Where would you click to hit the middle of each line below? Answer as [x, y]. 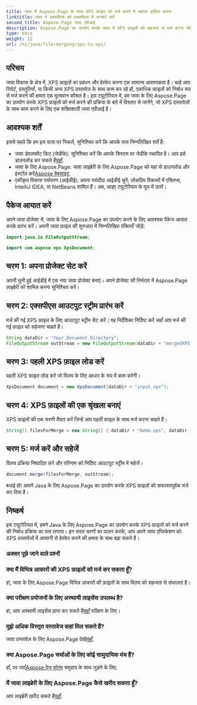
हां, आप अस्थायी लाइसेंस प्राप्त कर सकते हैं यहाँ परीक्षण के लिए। [63, 611]
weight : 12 [19, 39]
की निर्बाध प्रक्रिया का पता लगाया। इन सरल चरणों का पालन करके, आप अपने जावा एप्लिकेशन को [94, 532]
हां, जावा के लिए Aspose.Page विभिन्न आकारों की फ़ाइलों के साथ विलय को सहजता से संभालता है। [98, 582]
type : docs [19, 34]
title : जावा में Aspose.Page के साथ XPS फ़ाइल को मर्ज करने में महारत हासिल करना [89, 11]
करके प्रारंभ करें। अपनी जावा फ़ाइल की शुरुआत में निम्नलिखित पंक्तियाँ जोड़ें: [76, 226]
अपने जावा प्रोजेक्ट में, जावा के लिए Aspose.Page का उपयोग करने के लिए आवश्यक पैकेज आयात [97, 220]
